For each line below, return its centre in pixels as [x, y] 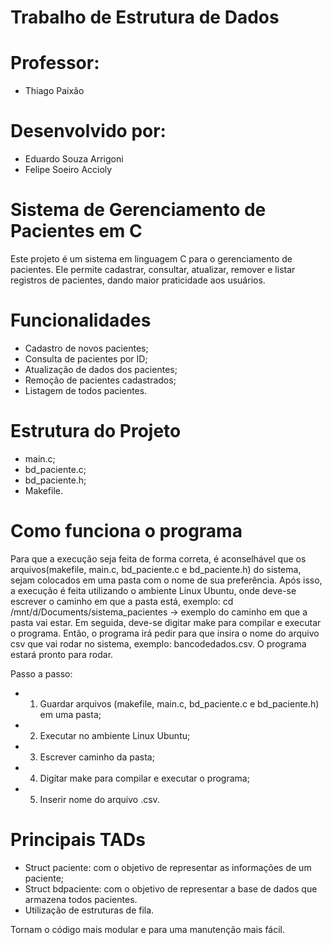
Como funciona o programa [126, 531]
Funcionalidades [81, 320]
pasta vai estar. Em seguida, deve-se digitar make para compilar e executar [166, 622]
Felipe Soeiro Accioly [68, 170]
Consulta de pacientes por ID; [86, 358]
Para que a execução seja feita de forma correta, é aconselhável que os [158, 558]
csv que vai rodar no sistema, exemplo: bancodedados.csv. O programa [158, 643]
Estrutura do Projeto [96, 431]
